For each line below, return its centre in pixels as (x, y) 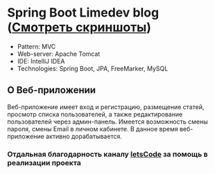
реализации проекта (44, 162)
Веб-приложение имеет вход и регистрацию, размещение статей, (106, 107)
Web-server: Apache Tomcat (59, 54)
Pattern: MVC (36, 46)
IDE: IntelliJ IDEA (41, 61)
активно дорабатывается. (84, 136)
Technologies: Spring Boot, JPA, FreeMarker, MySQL (93, 68)
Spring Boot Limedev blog (83, 13)
